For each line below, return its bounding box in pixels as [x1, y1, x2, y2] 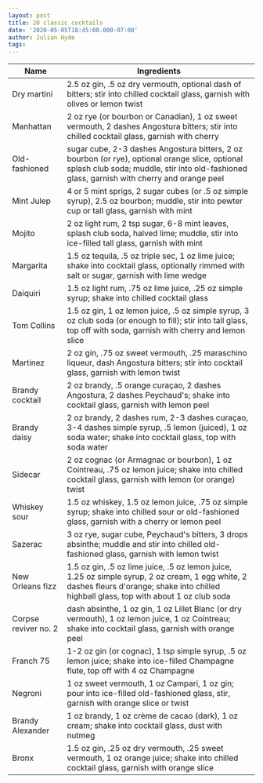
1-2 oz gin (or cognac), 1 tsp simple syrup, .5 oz [66, 646, 247, 657]
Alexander [12, 725, 50, 736]
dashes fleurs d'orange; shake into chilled [66, 581, 221, 592]
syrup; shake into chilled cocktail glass [66, 293, 209, 304]
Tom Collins [12, 320, 56, 331]
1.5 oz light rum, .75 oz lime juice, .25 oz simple [66, 283, 243, 294]
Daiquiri [12, 288, 41, 299]
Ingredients [136, 66, 182, 77]
